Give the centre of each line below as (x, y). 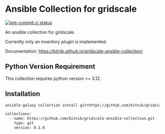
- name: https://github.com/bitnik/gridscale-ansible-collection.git (82, 119)
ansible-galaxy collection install (41, 105)
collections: (18, 114)
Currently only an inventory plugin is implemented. (56, 41)
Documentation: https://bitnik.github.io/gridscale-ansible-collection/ (74, 51)
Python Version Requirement (50, 67)
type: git (24, 123)
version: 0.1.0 (29, 128)
